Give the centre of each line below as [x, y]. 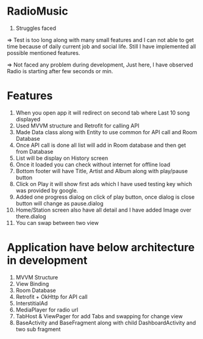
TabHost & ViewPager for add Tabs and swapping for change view [99, 316]
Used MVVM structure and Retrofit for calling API [77, 126]
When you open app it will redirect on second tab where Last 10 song [103, 112]
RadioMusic [38, 11]
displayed [28, 119]
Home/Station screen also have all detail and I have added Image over [103, 210]
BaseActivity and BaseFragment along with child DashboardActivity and [106, 323]
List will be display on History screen [62, 158]
